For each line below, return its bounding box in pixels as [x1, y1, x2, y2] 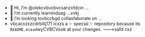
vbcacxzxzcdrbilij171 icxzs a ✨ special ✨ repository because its [9, 20, 140, 26]
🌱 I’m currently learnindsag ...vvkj [9, 10, 79, 16]
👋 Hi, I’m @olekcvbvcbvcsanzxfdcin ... [9, 5, 89, 10]
